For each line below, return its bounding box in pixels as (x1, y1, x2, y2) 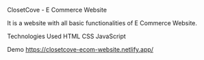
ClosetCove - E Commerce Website (7, 6, 107, 14)
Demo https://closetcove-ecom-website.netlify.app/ (7, 46, 154, 53)
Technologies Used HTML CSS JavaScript (7, 32, 127, 40)
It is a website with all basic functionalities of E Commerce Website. (7, 19, 197, 27)
